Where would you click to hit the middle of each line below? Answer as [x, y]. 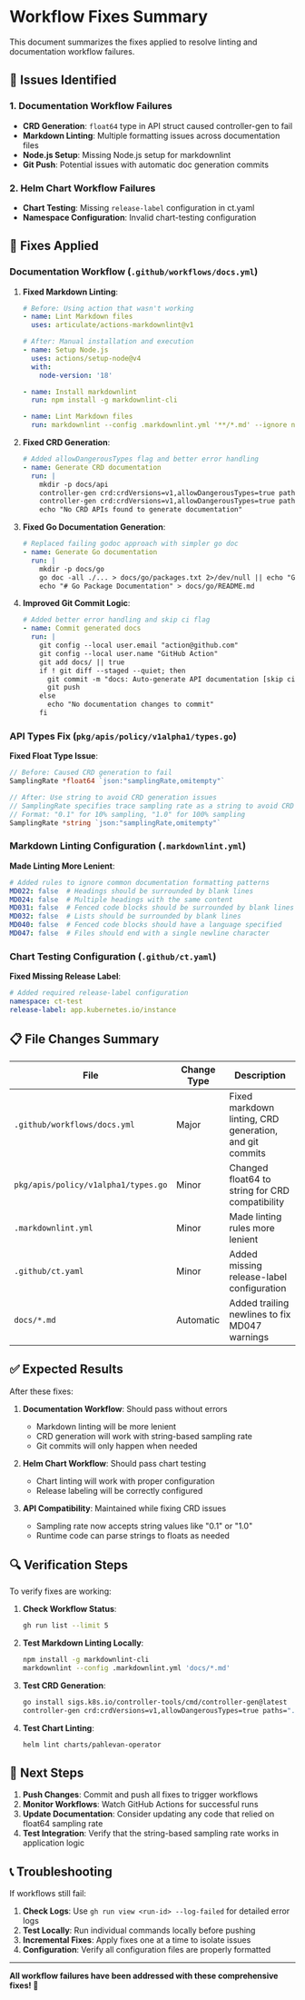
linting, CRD [254, 1119]
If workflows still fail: [48, 1894]
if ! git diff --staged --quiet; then [113, 671]
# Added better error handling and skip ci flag [116, 620]
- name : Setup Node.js [65, 350]
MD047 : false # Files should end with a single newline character [140, 933]
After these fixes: [42, 1391]
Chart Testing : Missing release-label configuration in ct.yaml [138, 207]
